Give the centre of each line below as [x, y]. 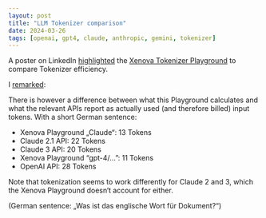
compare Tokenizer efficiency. [58, 69]
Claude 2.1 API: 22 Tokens [63, 141]
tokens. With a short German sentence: [73, 117]
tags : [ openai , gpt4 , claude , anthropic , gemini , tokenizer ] [112, 38]
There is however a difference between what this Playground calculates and [133, 100]
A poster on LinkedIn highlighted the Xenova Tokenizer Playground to [122, 61]
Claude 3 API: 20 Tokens [60, 149]
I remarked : [27, 85]
